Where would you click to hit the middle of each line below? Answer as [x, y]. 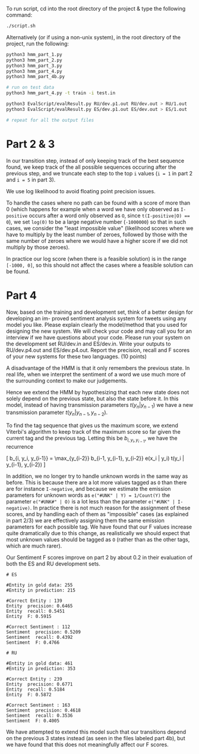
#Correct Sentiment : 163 [38, 705]
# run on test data [30, 88]
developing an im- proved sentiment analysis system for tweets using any [96, 318]
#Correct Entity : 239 [34, 679]
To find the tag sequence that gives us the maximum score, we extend [92, 425]
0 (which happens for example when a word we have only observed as [93, 209]
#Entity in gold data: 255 [40, 585]
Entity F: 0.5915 [29, 617]
